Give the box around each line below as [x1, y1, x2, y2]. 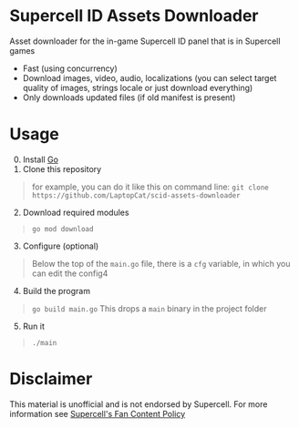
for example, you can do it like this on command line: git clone [31, 181, 269, 192]
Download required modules [22, 207, 129, 218]
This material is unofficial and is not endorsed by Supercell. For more [9, 398, 268, 410]
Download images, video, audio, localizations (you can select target [22, 72, 277, 83]
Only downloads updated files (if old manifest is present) [22, 92, 236, 103]
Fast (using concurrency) [22, 63, 119, 74]
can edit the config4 [31, 268, 108, 279]
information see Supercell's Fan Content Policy [9, 408, 186, 419]
